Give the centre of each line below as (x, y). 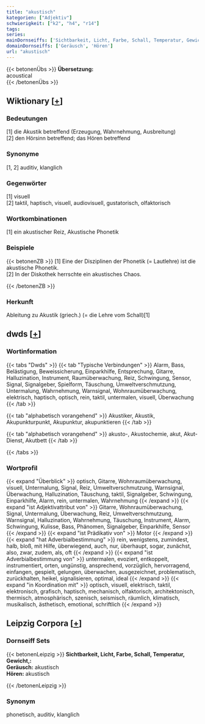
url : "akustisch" (28, 52)
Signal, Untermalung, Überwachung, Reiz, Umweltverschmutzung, (90, 514)
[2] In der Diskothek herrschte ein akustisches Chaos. (74, 274)
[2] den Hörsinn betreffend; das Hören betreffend (68, 138)
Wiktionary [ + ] (34, 101)
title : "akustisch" (31, 12)
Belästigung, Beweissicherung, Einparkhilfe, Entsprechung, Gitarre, (91, 371)
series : (16, 35)
